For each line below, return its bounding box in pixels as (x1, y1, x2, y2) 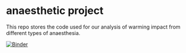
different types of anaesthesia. (6, 29, 81, 36)
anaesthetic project (6, 4, 104, 17)
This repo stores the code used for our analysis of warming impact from (6, 23, 181, 30)
